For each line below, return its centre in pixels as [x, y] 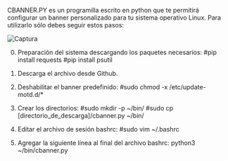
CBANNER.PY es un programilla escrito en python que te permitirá [103, 10]
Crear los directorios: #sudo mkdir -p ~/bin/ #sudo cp [95, 108]
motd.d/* [31, 95]
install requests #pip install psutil [65, 60]
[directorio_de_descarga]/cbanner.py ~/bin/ [81, 116]
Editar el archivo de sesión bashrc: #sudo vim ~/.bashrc [98, 129]
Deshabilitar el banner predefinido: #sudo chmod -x [93, 87]
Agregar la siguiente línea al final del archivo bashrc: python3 [106, 143]
